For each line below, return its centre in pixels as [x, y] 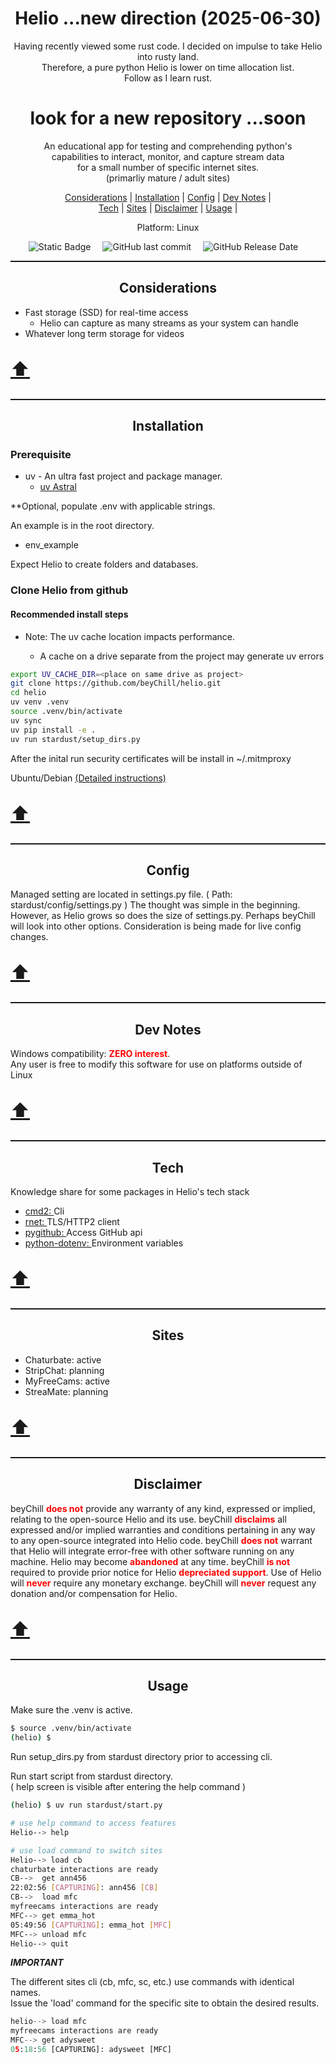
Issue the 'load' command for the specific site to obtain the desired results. [165, 2003]
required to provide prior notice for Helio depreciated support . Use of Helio [166, 1572]
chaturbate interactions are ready [84, 1869]
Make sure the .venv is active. [71, 1710]
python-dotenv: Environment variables [104, 1243]
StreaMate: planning [66, 1391]
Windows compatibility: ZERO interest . [90, 1054]
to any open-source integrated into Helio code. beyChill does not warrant [161, 1540]
